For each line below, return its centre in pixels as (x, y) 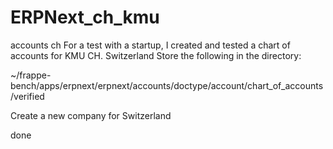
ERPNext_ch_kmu (85, 17)
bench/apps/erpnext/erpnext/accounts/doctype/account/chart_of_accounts (167, 85)
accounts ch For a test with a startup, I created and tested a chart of (150, 45)
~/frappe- (31, 75)
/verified (27, 96)
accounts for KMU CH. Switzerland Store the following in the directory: (156, 55)
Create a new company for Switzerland (91, 115)
